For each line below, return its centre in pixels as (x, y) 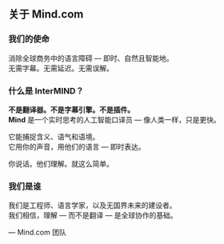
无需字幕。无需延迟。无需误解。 (61, 68)
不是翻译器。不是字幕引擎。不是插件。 (71, 110)
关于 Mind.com (46, 14)
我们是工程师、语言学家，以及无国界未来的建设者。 (92, 206)
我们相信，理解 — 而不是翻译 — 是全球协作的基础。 (93, 215)
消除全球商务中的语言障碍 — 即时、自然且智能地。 (91, 58)
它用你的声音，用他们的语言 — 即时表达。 (77, 146)
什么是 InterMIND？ (46, 90)
